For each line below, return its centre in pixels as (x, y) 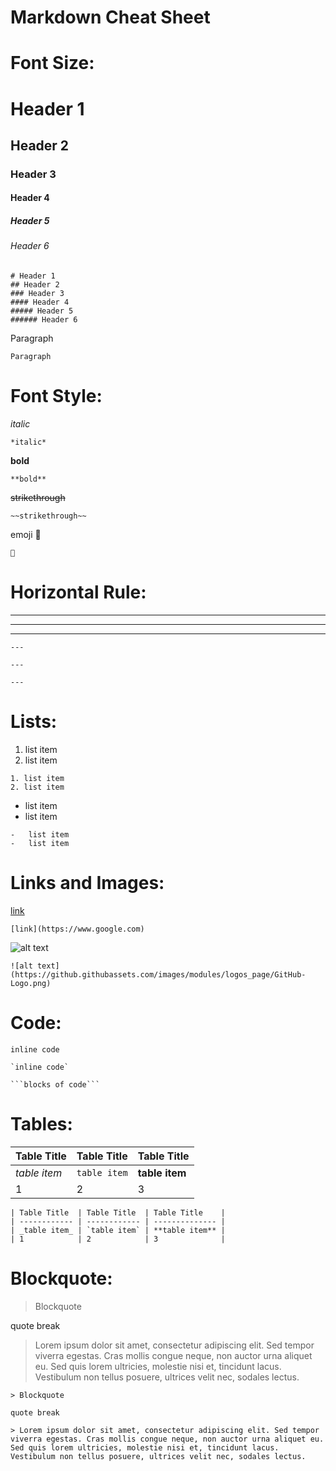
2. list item (37, 787)
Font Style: (56, 396)
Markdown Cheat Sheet (110, 17)
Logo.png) (31, 983)
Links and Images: (87, 883)
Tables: (41, 1123)
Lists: (34, 722)
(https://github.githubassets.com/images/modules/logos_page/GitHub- (158, 974)
